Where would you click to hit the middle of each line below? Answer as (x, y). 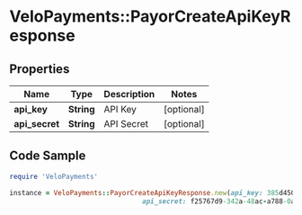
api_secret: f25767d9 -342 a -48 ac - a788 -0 (217, 201)
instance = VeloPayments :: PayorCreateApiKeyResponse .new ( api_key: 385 (144, 193)
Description (129, 94)
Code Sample (48, 156)
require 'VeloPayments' (54, 176)
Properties (40, 69)
